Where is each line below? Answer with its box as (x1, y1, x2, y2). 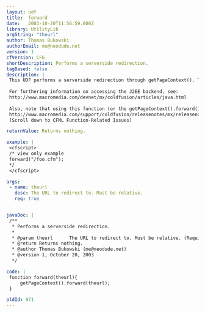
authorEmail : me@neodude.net (6, 43, 81, 50)
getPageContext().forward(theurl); (20, 280, 111, 286)
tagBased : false (6, 65, 48, 72)
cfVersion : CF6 (6, 54, 45, 61)
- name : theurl (9, 184, 48, 190)
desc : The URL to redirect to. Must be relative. (14, 190, 143, 196)
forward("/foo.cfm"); (9, 156, 64, 162)
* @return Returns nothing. (12, 240, 84, 247)
